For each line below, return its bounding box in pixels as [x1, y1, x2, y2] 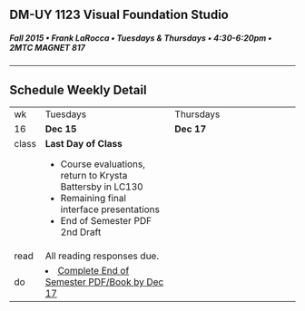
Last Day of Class [44, 138, 123, 151]
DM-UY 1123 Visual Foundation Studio [9, 7, 229, 23]
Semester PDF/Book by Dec [44, 276, 164, 288]
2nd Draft [60, 226, 102, 238]
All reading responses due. [44, 249, 160, 262]
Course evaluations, [60, 158, 146, 170]
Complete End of [57, 265, 130, 277]
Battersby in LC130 [60, 180, 143, 193]
